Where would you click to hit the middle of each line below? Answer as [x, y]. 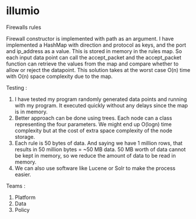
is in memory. [31, 112]
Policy [22, 210]
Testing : [17, 87]
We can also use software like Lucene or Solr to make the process [95, 168]
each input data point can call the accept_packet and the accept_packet [94, 57]
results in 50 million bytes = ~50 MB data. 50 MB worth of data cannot [100, 149]
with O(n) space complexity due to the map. [60, 76]
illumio [23, 11]
